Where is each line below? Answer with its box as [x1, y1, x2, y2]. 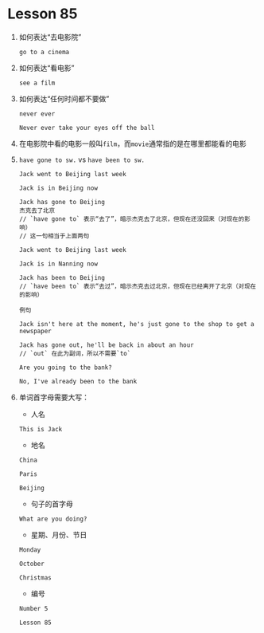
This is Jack [18, 425, 63, 433]
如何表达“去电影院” [18, 32, 82, 41]
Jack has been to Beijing [18, 273, 105, 281]
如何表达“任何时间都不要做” [18, 93, 110, 104]
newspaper [18, 327, 52, 335]
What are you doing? [18, 515, 87, 523]
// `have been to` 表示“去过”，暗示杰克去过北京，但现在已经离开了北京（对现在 [18, 282, 256, 290]
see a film [18, 79, 56, 87]
